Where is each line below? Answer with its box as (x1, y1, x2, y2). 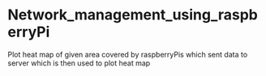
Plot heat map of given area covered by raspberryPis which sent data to (7, 49, 248, 59)
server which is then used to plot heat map (7, 58, 151, 68)
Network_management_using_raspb (7, 6, 259, 24)
